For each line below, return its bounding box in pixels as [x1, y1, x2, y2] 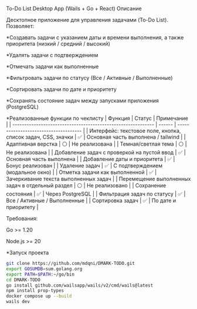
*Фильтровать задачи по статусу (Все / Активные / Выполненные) [6, 75, 173, 81]
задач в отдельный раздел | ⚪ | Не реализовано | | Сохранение [6, 182, 167, 189]
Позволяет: [6, 23, 35, 29]
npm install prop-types [6, 288, 64, 294]
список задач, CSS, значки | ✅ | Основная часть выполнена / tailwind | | [6, 133, 186, 140]
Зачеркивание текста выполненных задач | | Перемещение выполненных [6, 176, 191, 182]
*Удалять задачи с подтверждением [6, 52, 98, 58]
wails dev [6, 299, 30, 305]
